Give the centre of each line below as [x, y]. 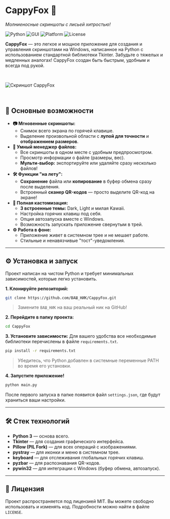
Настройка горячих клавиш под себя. [61, 213]
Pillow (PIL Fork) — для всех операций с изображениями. [75, 447]
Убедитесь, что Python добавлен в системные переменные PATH [88, 361]
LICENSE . [14, 512]
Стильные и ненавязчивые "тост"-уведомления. [73, 241]
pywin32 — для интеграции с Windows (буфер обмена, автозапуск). [86, 468]
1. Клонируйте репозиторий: [37, 289]
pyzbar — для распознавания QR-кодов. [56, 463]
